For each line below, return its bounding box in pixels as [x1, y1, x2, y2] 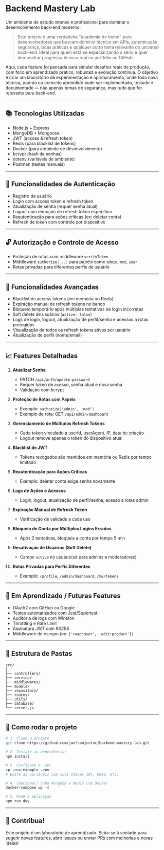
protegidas [12, 322, 35, 328]
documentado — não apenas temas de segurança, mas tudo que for [5, 85, 143, 90]
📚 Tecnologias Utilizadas [5, 110, 85, 118]
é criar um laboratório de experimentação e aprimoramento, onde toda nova [5, 74, 158, 80]
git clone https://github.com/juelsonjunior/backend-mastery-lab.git [5, 740, 150, 746]
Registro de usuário [12, 193, 52, 199]
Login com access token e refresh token [12, 198, 94, 204]
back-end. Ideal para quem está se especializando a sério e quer [17, 49, 148, 55]
